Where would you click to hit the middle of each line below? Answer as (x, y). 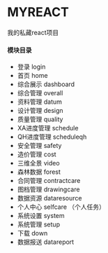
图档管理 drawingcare (48, 189)
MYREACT (38, 12)
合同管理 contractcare (49, 181)
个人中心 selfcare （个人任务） (61, 207)
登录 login (31, 67)
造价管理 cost (37, 154)
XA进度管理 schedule (48, 128)
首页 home (32, 76)
